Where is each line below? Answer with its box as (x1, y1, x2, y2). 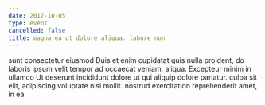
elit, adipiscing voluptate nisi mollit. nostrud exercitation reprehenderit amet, (8, 81, 258, 91)
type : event (8, 19, 48, 27)
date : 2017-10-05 (8, 11, 66, 20)
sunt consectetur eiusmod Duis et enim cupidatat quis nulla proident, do (8, 56, 244, 65)
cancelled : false (8, 26, 66, 34)
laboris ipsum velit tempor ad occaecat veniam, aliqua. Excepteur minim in (8, 64, 252, 74)
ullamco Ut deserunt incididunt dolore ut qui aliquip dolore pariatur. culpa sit (8, 72, 257, 82)
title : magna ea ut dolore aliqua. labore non (8, 33, 166, 42)
